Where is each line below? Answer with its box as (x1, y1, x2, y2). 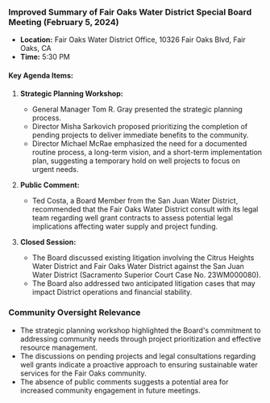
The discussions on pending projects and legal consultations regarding (19, 351, 256, 361)
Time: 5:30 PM (19, 52, 71, 62)
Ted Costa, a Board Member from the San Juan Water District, (31, 195, 239, 205)
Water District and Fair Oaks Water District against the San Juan (31, 261, 244, 271)
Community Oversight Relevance (8, 307, 141, 318)
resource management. (19, 342, 98, 352)
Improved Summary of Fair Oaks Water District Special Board (8, 6, 252, 18)
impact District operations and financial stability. (31, 287, 193, 296)
